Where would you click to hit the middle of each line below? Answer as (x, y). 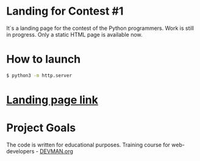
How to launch (44, 59)
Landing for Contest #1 (65, 11)
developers (20, 151)
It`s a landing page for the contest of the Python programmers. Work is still (100, 28)
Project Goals (41, 128)
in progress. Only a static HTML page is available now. (74, 34)
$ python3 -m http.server (39, 75)
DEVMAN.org (56, 151)
